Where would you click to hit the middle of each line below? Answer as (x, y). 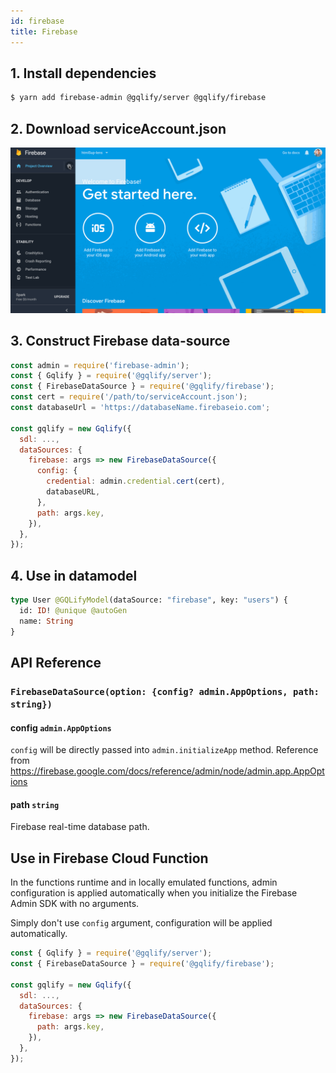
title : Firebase (44, 31)
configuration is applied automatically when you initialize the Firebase (154, 893)
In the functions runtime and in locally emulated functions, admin (144, 882)
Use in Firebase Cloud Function (109, 858)
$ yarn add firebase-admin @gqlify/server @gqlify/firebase (138, 98)
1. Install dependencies (83, 73)
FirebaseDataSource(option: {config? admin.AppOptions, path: (165, 691)
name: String (46, 621)
